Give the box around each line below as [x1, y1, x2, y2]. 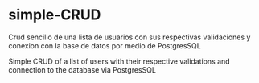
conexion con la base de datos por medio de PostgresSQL [8, 40, 201, 50]
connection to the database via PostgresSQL [8, 64, 157, 74]
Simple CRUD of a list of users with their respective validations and [8, 56, 231, 66]
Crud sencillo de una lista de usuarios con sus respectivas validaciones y [8, 32, 251, 42]
